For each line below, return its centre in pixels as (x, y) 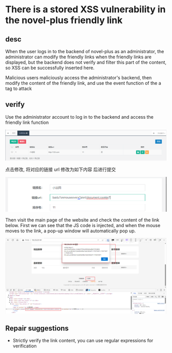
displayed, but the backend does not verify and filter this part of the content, (86, 62)
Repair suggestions (37, 328)
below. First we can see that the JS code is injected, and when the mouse (83, 226)
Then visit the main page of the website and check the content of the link (82, 220)
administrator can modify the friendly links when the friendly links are (79, 57)
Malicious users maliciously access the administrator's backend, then (79, 78)
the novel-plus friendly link (64, 20)
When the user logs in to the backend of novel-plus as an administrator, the (85, 51)
